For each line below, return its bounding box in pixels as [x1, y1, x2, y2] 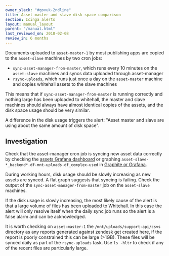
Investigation [5, 137, 48, 146]
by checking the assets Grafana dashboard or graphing [5, 156, 120, 162]
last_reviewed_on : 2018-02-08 [5, 31, 69, 36]
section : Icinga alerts [5, 17, 56, 22]
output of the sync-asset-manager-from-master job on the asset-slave [5, 182, 150, 188]
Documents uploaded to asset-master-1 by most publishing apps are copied [5, 49, 164, 56]
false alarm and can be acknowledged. [5, 213, 86, 219]
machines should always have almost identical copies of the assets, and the [5, 102, 163, 108]
